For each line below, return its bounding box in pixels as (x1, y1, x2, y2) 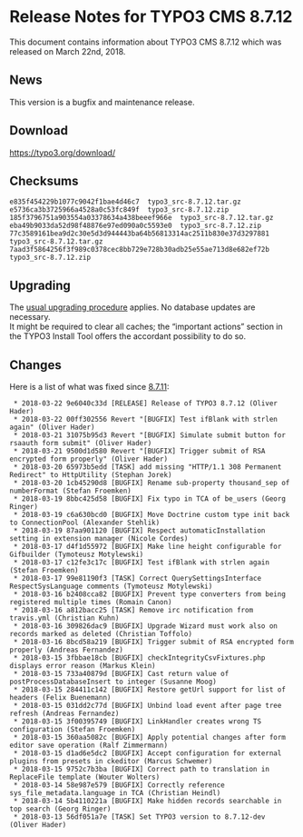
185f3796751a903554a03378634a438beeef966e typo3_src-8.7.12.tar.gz (9, 214, 274, 223)
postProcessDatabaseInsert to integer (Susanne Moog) (9, 677, 218, 686)
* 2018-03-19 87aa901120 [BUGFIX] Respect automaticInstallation (13, 526, 266, 535)
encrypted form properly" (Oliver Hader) (9, 454, 169, 463)
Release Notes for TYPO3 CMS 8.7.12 (9, 6, 293, 27)
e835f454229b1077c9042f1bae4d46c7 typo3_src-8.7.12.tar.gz (9, 197, 242, 206)
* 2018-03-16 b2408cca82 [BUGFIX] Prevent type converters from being (13, 590, 286, 599)
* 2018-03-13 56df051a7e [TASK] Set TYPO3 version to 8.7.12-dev (13, 812, 266, 822)
